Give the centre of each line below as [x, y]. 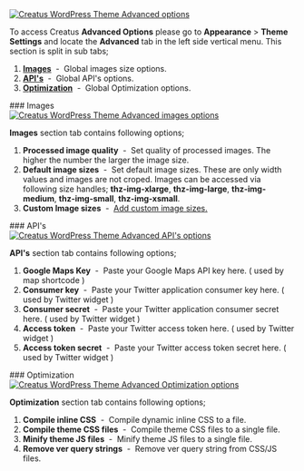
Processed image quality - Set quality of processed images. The [147, 150]
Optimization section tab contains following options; [108, 402]
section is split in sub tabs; [59, 51]
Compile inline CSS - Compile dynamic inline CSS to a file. [134, 420]
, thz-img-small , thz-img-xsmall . [117, 198]
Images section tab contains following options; [97, 132]
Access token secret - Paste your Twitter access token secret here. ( [154, 348]
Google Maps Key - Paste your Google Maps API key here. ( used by [153, 270]
